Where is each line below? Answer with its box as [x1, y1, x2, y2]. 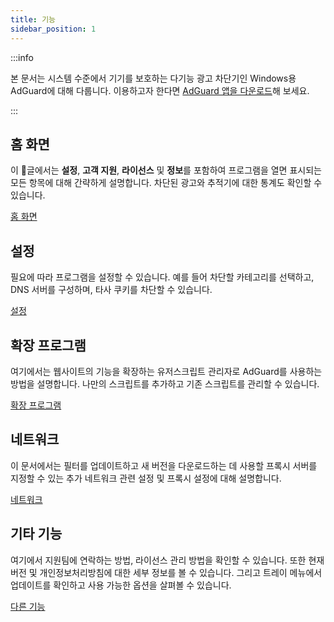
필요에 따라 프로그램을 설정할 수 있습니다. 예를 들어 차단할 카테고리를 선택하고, [10, 271, 315, 283]
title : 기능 [10, 14, 57, 25]
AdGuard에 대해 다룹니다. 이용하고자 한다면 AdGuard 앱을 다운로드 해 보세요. [10, 84, 310, 96]
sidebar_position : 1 [10, 24, 97, 34]
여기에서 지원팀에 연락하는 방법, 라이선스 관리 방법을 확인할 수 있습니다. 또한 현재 [10, 554, 325, 566]
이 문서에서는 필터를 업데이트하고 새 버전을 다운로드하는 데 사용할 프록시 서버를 [10, 459, 318, 471]
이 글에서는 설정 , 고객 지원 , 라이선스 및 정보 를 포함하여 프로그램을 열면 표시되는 [10, 164, 322, 176]
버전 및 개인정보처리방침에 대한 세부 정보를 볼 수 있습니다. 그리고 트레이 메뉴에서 [10, 566, 323, 578]
